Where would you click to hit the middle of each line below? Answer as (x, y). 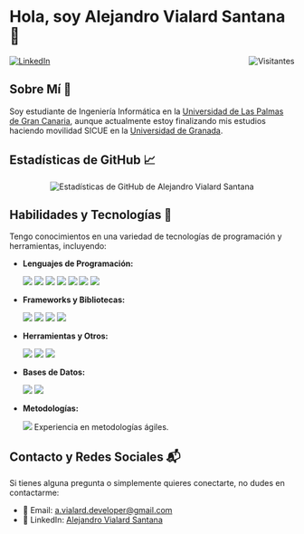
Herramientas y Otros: (65, 336)
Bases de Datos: (54, 372)
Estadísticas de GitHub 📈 (83, 160)
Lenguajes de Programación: (78, 263)
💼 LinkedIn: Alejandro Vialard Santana (92, 520)
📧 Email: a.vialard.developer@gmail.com (97, 510)
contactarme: (34, 493)
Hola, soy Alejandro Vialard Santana (147, 17)
